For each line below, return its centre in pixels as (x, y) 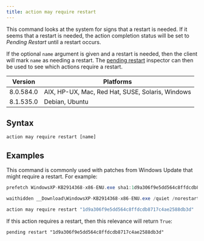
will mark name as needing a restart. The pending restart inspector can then (100, 60)
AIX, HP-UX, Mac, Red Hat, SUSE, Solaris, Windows (117, 91)
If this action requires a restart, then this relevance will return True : (90, 221)
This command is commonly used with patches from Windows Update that (100, 170)
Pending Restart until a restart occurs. (54, 42)
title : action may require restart (51, 12)
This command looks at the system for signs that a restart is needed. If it (97, 29)
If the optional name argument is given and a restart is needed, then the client (102, 54)
